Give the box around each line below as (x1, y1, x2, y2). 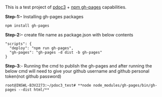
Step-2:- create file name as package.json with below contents (5, 32, 134, 37)
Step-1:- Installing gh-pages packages (5, 14, 84, 19)
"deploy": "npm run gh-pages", (9, 46, 74, 51)
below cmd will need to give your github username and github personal (5, 68, 150, 74)
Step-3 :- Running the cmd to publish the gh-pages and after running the (5, 63, 152, 68)
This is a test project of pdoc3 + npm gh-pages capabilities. (5, 4, 127, 10)
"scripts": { (5, 41, 32, 46)
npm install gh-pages (5, 23, 50, 28)
